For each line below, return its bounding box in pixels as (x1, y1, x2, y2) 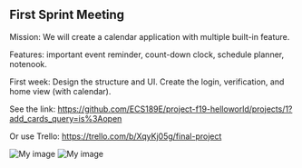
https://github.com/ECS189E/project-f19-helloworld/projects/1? (57, 104, 293, 114)
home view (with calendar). (9, 85, 112, 96)
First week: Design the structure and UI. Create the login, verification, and (9, 76, 285, 87)
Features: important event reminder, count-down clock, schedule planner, (9, 49, 284, 60)
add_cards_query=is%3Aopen (9, 113, 122, 124)
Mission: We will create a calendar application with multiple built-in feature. (9, 31, 290, 42)
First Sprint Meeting (9, 7, 125, 23)
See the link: (9, 104, 56, 114)
